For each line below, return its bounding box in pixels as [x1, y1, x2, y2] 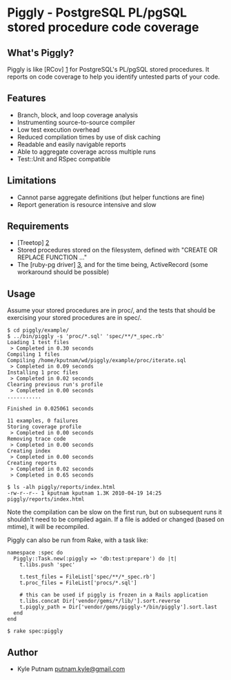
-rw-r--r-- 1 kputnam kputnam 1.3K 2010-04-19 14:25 [7, 490, 162, 497]
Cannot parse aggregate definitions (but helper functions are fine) [17, 193, 205, 201]
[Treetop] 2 [17, 239, 50, 247]
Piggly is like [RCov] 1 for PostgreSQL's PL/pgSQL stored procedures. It [7, 66, 210, 73]
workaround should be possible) [17, 268, 110, 277]
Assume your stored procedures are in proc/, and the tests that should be [7, 306, 216, 314]
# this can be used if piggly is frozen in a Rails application [19, 592, 208, 599]
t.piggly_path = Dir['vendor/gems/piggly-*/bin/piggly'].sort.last [19, 603, 217, 611]
